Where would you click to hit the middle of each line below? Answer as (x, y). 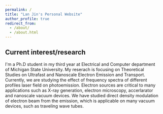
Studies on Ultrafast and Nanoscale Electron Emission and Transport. (75, 75)
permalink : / (18, 10)
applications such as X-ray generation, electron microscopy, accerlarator (79, 90)
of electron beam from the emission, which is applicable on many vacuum (80, 101)
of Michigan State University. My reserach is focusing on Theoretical (75, 69)
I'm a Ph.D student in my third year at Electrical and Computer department (80, 64)
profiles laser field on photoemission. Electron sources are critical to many (81, 85)
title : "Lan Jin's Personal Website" (44, 14)
